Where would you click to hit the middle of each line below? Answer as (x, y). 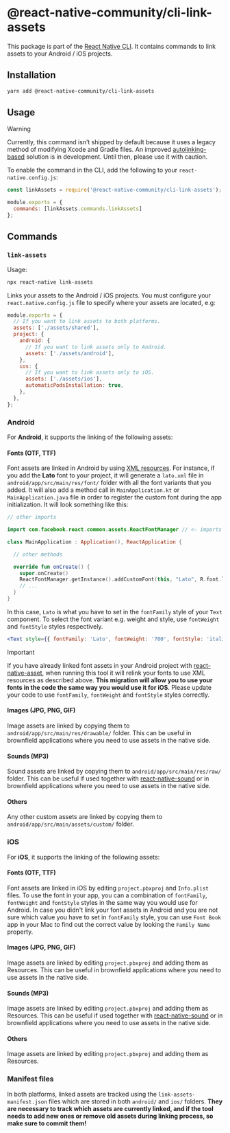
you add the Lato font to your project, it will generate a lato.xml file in (105, 475)
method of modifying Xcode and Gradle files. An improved (89, 150)
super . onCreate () (44, 573)
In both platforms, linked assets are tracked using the (82, 1094)
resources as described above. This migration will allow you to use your (110, 680)
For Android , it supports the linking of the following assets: (90, 437)
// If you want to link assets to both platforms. (87, 322)
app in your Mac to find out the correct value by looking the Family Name (108, 924)
